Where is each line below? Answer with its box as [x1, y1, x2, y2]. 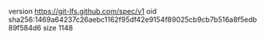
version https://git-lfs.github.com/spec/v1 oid [8, 7, 157, 16]
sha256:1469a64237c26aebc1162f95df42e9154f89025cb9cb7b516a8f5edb [8, 15, 258, 24]
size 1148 [42, 23, 73, 32]
